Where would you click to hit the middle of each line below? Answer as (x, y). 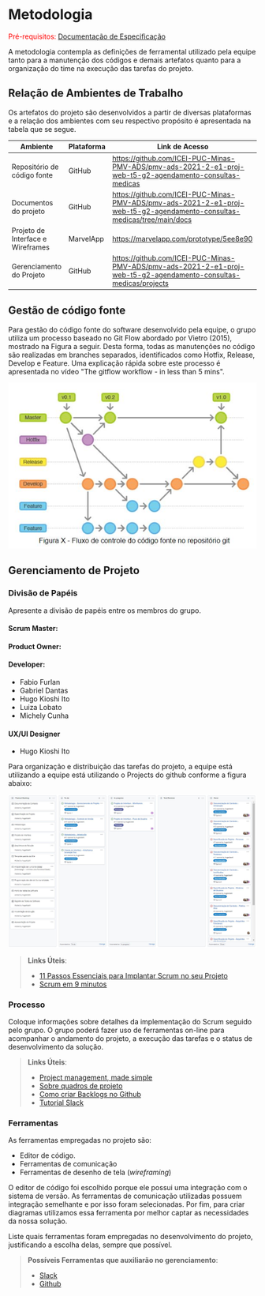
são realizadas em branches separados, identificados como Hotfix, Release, (132, 355)
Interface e (29, 239)
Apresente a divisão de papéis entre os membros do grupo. (105, 610)
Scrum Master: (33, 629)
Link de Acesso (183, 147)
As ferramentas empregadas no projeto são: (80, 1140)
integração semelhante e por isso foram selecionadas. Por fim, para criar (127, 1204)
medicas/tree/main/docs (152, 220)
